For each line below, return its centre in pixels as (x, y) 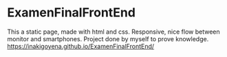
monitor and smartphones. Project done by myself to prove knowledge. (108, 38)
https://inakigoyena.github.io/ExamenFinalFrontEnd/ (81, 46)
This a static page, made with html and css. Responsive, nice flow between (113, 32)
